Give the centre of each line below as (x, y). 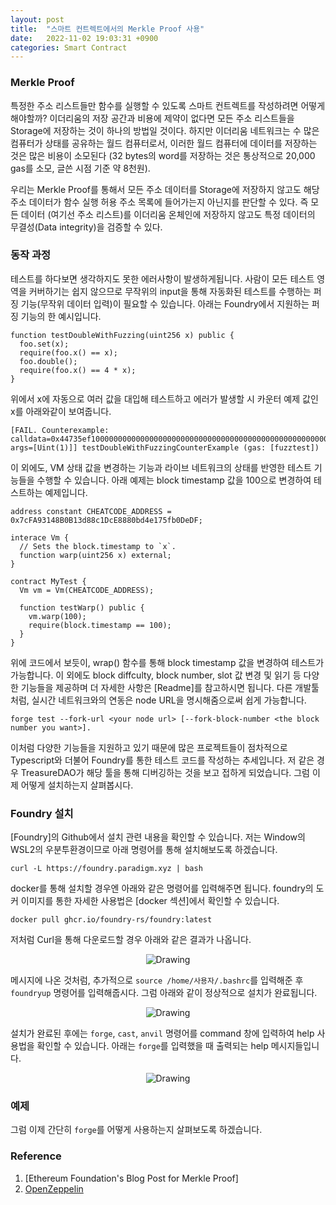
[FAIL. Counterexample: (60, 430)
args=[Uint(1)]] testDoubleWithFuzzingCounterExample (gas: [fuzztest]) (165, 447)
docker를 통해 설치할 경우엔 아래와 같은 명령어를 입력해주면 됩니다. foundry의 (162, 888)
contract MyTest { (48, 581)
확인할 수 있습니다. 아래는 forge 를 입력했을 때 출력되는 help (152, 1046)
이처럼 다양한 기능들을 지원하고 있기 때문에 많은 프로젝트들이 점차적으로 (149, 747)
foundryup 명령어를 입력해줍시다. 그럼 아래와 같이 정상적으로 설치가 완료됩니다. (164, 993)
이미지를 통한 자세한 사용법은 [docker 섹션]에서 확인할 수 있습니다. (150, 901)
